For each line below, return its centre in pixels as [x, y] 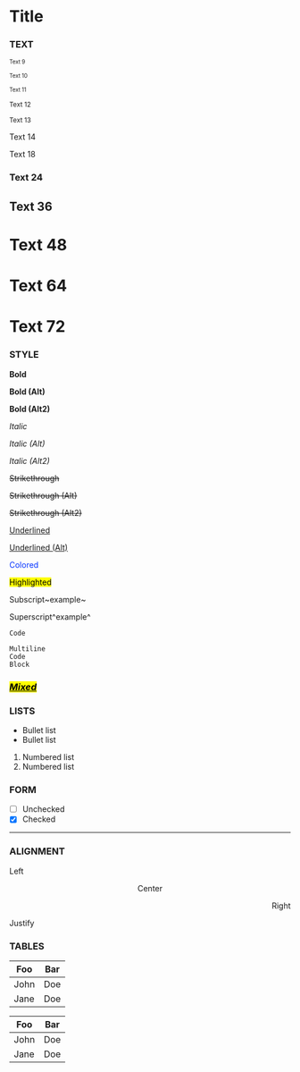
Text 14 [22, 137]
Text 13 [20, 121]
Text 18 [22, 155]
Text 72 [37, 327]
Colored [24, 564]
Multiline [28, 649]
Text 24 [26, 178]
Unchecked [43, 809]
